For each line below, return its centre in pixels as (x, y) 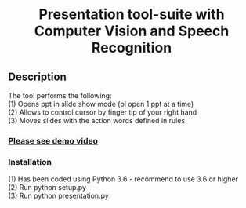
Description (37, 77)
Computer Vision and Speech (132, 31)
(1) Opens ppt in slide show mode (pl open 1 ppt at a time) (101, 104)
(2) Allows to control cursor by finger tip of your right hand (103, 112)
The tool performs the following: (60, 95)
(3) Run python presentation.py (59, 196)
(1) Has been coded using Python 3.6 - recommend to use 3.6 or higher (123, 179)
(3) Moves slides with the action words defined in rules (97, 120)
